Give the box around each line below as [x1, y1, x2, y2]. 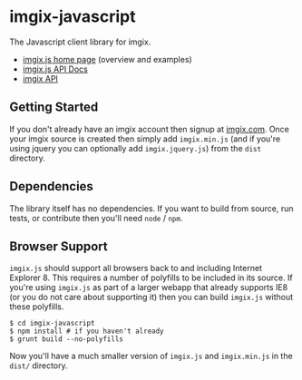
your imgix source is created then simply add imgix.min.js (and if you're [9, 133, 281, 144]
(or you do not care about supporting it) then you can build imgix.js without [9, 292, 294, 303]
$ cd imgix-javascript [9, 319, 95, 328]
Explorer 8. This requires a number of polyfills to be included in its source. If [9, 272, 293, 283]
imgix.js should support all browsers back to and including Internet [9, 263, 263, 274]
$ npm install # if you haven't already [9, 326, 165, 336]
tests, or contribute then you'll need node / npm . [9, 212, 183, 223]
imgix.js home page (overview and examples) [22, 54, 192, 64]
